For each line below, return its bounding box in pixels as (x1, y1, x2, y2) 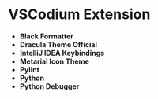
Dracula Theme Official (19, 39, 97, 49)
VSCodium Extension (8, 5, 151, 24)
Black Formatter (19, 31, 73, 41)
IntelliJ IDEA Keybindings (19, 48, 105, 57)
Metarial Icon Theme (19, 57, 89, 66)
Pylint (19, 64, 39, 74)
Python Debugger (19, 81, 80, 91)
